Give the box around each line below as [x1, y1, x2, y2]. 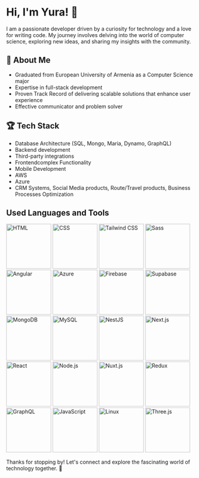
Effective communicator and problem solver [14, 103, 123, 110]
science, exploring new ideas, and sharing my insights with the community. [6, 38, 191, 45]
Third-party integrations [14, 152, 75, 160]
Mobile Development [14, 165, 66, 172]
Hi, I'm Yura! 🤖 [6, 5, 78, 19]
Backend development [14, 146, 71, 153]
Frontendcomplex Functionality [14, 158, 91, 166]
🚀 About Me [6, 55, 51, 65]
